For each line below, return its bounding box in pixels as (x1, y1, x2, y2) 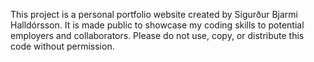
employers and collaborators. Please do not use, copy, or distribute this (10, 30, 305, 41)
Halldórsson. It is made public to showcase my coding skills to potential (10, 19, 305, 31)
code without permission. (10, 40, 115, 52)
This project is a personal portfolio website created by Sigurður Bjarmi (10, 9, 298, 20)
